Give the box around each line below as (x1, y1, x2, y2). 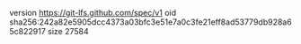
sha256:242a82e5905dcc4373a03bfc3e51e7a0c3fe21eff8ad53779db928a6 (9, 17, 292, 27)
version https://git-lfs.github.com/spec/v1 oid (9, 8, 177, 18)
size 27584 (48, 26, 90, 36)
